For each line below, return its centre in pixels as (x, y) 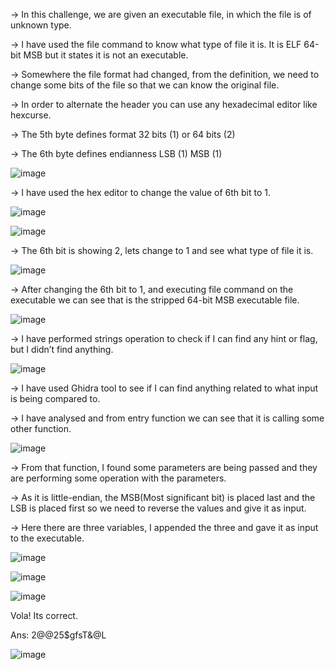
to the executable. (47, 538)
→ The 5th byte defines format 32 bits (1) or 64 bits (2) (123, 134)
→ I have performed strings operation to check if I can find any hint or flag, (164, 338)
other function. (41, 428)
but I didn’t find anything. (62, 349)
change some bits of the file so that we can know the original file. (145, 85)
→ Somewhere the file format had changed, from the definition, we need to (165, 74)
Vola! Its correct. (44, 615)
